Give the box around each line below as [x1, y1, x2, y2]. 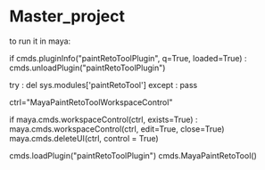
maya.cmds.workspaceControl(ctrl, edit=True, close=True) [9, 123, 225, 134]
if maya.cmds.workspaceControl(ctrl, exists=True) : [9, 114, 198, 125]
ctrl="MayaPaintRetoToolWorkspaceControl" [9, 96, 173, 108]
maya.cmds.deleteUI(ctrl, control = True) [9, 133, 159, 143]
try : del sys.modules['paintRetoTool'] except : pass [9, 79, 198, 90]
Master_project [9, 6, 125, 27]
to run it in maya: [9, 36, 71, 46]
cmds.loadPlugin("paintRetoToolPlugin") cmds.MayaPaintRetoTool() [9, 150, 257, 161]
